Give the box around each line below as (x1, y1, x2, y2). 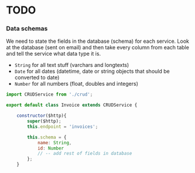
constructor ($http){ (16, 113, 67, 119)
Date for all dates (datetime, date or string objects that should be (14, 68, 170, 75)
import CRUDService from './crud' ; (6, 91, 93, 97)
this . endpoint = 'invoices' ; (27, 124, 98, 130)
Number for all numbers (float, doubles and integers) (14, 80, 139, 87)
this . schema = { (27, 134, 67, 140)
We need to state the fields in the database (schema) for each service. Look (6, 38, 189, 45)
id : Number (37, 145, 64, 151)
